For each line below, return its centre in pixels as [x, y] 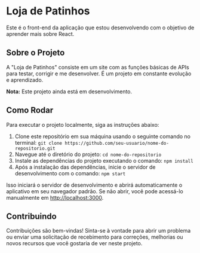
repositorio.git [35, 148]
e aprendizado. [25, 80]
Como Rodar [30, 110]
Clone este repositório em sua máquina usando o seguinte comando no [103, 136]
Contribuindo [31, 216]
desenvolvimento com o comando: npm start [70, 173]
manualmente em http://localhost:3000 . [55, 197]
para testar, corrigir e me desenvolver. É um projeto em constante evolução [99, 74]
